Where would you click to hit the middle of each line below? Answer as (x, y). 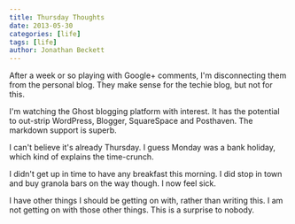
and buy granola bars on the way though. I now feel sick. (113, 183)
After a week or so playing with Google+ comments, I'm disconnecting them (148, 75)
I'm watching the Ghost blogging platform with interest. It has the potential (145, 112)
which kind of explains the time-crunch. (82, 157)
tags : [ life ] (33, 42)
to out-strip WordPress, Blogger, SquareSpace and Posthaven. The (131, 121)
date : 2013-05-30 (41, 26)
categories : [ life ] (45, 34)
